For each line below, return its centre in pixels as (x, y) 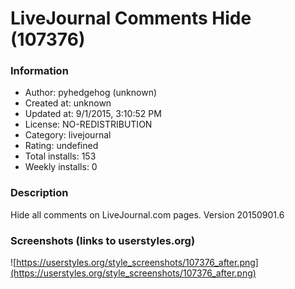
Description (39, 193)
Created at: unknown (68, 103)
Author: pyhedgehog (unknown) (91, 93)
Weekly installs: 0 (61, 167)
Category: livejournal (68, 135)
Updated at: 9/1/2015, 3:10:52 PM (93, 114)
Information (39, 71)
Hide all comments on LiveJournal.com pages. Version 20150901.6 (147, 214)
